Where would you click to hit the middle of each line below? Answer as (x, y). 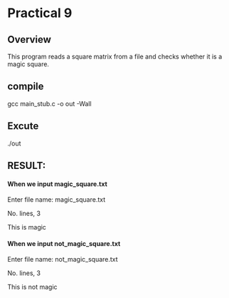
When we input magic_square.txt (58, 184)
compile (26, 87)
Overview (30, 40)
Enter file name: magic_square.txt (56, 200)
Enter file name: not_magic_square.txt (63, 260)
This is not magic (33, 287)
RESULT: (27, 166)
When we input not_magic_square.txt (64, 243)
